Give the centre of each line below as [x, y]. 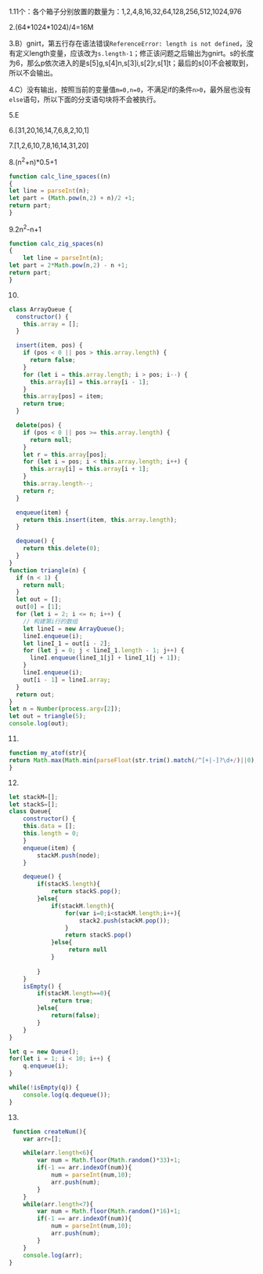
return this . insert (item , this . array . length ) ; [100, 520]
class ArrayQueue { [41, 309]
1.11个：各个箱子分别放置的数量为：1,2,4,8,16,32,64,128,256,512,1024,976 [125, 11]
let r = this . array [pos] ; [65, 454]
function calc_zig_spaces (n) [56, 243]
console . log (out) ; [39, 724]
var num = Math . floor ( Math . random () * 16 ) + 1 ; [109, 1211]
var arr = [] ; [42, 1139]
